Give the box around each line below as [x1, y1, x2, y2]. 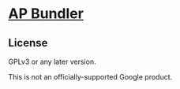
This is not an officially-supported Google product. [8, 72, 173, 81]
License [8, 36, 48, 50]
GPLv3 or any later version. [8, 57, 96, 66]
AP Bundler [8, 5, 84, 23]
